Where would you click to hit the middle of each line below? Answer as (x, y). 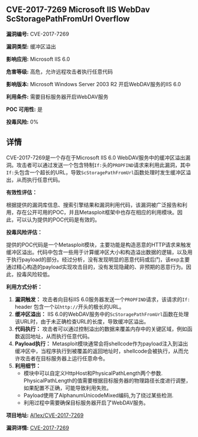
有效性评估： (22, 192)
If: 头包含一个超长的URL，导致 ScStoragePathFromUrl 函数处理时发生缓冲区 (96, 172)
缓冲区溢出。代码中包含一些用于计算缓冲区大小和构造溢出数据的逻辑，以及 (97, 252)
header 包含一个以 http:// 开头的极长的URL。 (69, 306)
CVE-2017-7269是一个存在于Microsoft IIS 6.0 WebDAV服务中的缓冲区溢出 (96, 157)
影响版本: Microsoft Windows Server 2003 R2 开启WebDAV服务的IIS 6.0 (94, 84)
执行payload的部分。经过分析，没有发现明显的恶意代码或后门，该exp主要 (100, 259)
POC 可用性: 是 (25, 109)
